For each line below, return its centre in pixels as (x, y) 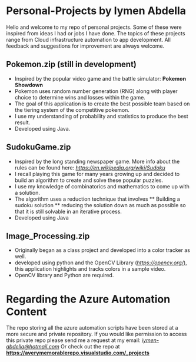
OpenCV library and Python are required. (64, 275)
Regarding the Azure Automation (88, 299)
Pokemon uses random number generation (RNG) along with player (96, 91)
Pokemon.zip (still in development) (71, 64)
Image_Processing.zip (48, 236)
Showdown (29, 85)
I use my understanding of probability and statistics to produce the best (101, 116)
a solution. (27, 192)
